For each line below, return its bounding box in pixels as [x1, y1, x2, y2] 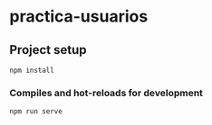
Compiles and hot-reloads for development [9, 86, 204, 99]
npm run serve [9, 107, 63, 116]
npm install [9, 66, 54, 75]
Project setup [9, 42, 88, 58]
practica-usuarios [9, 6, 149, 27]
